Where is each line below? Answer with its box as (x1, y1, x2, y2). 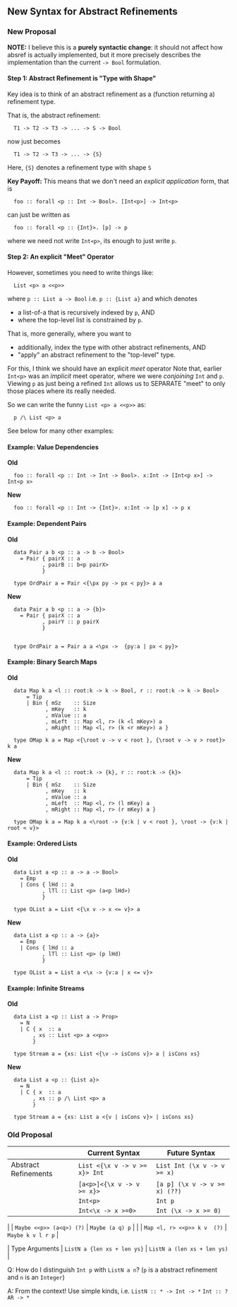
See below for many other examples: (7, 427, 114, 435)
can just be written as (7, 210, 71, 218)
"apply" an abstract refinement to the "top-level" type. (17, 351, 176, 359)
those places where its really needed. (7, 387, 116, 395)
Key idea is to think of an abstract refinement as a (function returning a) (7, 90, 215, 98)
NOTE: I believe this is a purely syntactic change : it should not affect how (7, 42, 224, 52)
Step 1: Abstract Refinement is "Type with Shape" (7, 74, 157, 83)
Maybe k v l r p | (7, 1231, 59, 1239)
